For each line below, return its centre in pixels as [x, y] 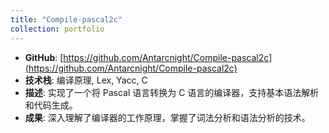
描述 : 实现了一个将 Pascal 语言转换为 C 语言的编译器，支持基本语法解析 [172, 92]
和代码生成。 [51, 105]
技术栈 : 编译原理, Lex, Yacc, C [86, 80]
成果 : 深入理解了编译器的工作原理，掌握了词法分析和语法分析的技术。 [167, 117]
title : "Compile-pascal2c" [66, 19]
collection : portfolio [57, 29]
